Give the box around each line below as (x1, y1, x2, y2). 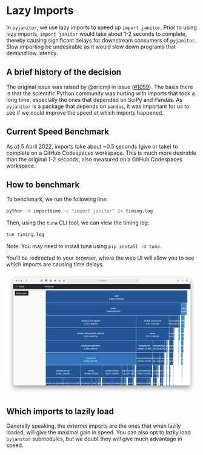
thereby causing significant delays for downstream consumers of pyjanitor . (6, 36, 197, 44)
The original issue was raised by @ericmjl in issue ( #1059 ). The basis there (6, 83, 193, 90)
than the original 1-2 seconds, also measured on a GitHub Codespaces (6, 155, 183, 163)
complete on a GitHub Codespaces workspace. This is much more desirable (6, 149, 197, 157)
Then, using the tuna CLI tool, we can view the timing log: (6, 219, 150, 226)
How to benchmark (6, 180, 80, 190)
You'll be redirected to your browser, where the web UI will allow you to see (6, 254, 195, 261)
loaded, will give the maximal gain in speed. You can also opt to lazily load (6, 429, 191, 436)
